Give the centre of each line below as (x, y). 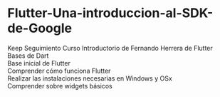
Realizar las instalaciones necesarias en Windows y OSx (90, 78)
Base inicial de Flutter (39, 63)
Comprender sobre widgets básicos (60, 86)
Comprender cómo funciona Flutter (59, 71)
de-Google (40, 28)
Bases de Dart (28, 56)
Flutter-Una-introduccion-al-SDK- (110, 13)
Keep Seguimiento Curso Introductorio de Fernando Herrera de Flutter (110, 48)
